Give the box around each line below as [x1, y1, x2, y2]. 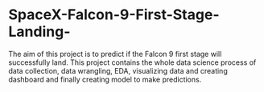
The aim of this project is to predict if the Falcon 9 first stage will [8, 49, 222, 58]
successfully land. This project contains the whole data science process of [8, 58, 257, 67]
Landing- [8, 22, 71, 41]
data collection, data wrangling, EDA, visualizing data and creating [8, 66, 228, 75]
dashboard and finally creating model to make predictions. [8, 74, 202, 84]
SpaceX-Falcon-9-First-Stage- [8, 6, 220, 24]
